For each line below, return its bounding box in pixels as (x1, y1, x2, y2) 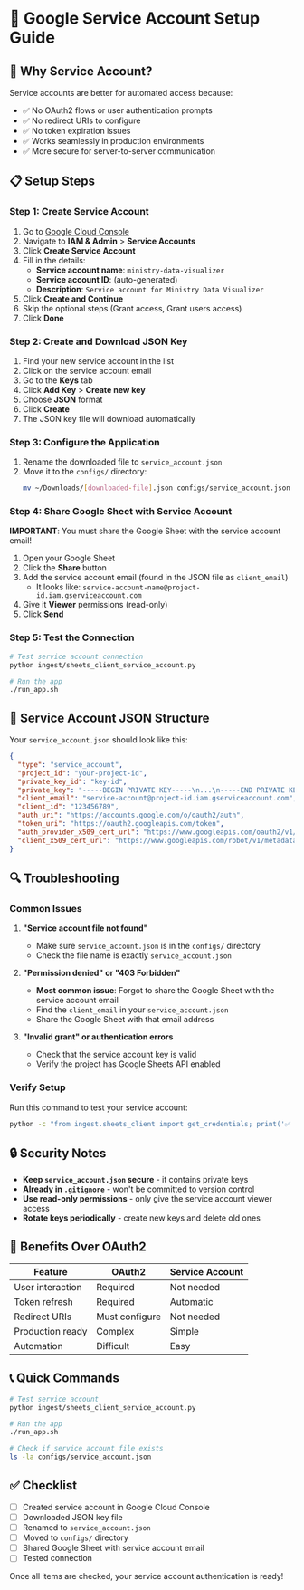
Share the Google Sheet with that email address (35, 1014, 214, 1025)
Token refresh (14, 1296, 74, 1308)
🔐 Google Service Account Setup (9, 8, 261, 29)
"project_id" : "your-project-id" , (17, 769, 147, 778)
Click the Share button (22, 562, 107, 573)
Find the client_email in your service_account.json (35, 1004, 229, 1015)
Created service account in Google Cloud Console (22, 1501, 210, 1512)
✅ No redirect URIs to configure (22, 115, 141, 126)
